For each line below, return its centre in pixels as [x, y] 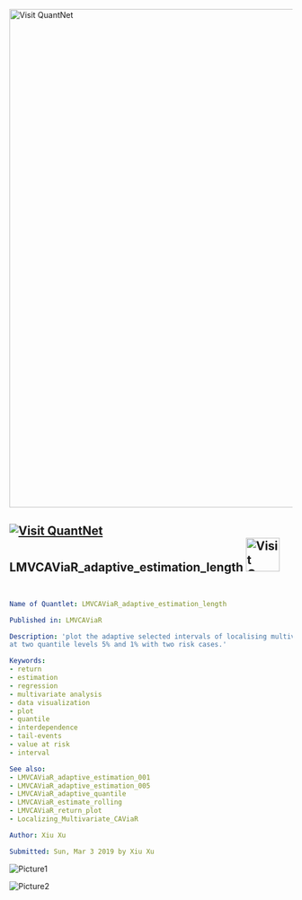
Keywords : [28, 661]
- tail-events [36, 737]
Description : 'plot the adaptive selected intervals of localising [138, 636]
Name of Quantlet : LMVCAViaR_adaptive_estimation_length [118, 604]
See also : [28, 769]
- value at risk [40, 745]
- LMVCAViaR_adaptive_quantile [68, 794]
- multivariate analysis [56, 694]
